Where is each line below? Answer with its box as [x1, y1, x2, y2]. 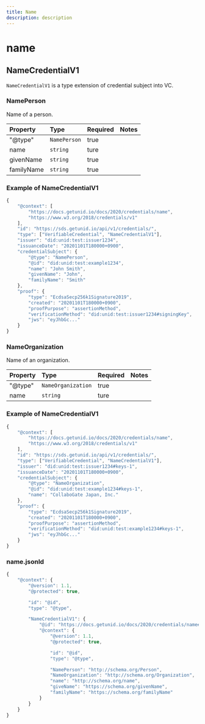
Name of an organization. [6, 356, 70, 364]
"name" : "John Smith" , [28, 265, 86, 272]
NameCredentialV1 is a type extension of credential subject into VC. [6, 81, 174, 89]
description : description [6, 15, 72, 21]
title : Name [6, 9, 37, 15]
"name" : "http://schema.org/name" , [49, 678, 140, 684]
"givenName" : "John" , [28, 271, 84, 278]
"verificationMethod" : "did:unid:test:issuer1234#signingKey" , [28, 311, 192, 317]
